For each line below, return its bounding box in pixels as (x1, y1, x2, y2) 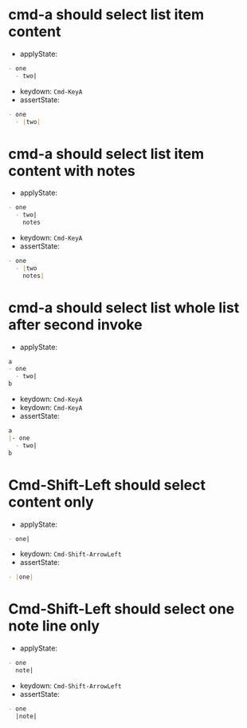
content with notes (8, 161, 135, 180)
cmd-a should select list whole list (8, 298, 240, 316)
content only (8, 493, 94, 511)
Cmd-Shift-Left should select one (8, 600, 235, 619)
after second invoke (8, 316, 143, 333)
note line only (8, 617, 100, 635)
